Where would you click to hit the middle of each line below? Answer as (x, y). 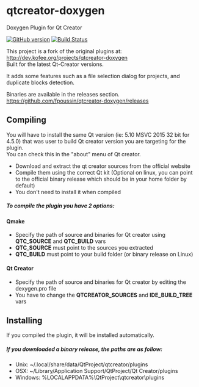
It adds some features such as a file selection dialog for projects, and (93, 76)
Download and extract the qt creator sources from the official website (103, 166)
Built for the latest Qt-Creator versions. (55, 64)
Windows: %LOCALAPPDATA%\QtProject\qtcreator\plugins (90, 378)
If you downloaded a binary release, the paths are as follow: (85, 349)
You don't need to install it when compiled (68, 192)
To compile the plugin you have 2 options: (60, 206)
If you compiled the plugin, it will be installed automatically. (80, 335)
